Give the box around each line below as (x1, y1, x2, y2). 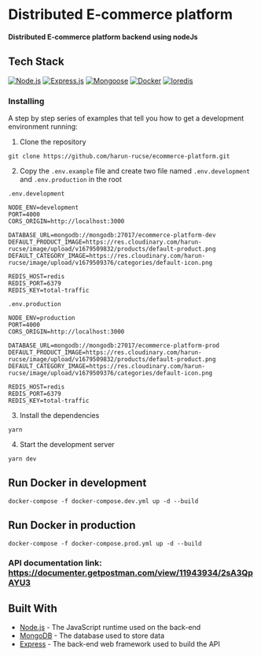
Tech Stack (8, 55, 64, 69)
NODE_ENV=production (8, 314, 76, 322)
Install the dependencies (19, 410, 100, 419)
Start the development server (19, 439, 116, 449)
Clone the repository (19, 136, 86, 147)
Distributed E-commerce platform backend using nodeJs (8, 32, 198, 41)
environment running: (8, 121, 78, 131)
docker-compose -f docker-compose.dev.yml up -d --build (8, 497, 199, 505)
